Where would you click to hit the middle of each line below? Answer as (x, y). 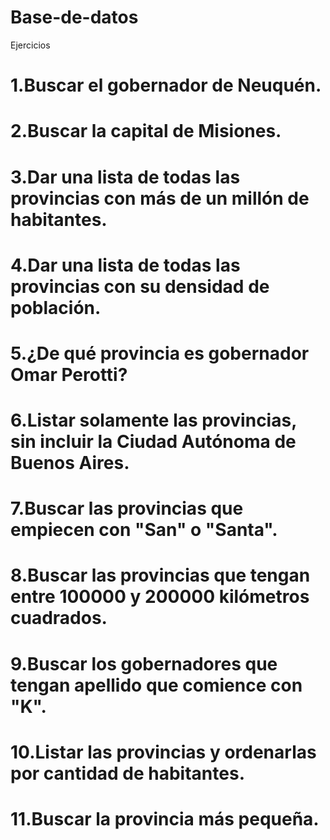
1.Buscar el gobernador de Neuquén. (166, 85)
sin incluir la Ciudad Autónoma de (153, 442)
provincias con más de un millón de (160, 198)
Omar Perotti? (69, 374)
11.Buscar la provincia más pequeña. (165, 819)
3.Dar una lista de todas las (125, 177)
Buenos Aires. (70, 463)
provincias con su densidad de (140, 286)
